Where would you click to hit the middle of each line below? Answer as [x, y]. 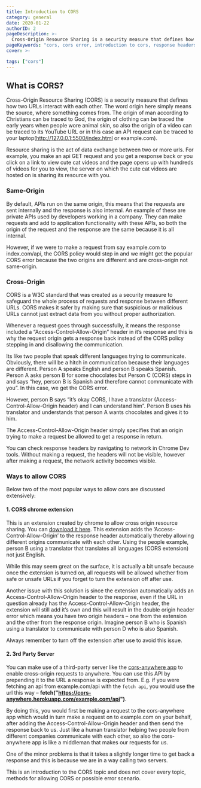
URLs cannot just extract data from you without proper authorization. [91, 314]
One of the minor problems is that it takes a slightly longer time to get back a [100, 754]
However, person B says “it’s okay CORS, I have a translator [80, 400]
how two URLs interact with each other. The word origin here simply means [99, 107]
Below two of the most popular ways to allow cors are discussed [86, 489]
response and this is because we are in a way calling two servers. [87, 760]
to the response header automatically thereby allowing [127, 536]
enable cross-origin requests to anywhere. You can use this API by [88, 673]
